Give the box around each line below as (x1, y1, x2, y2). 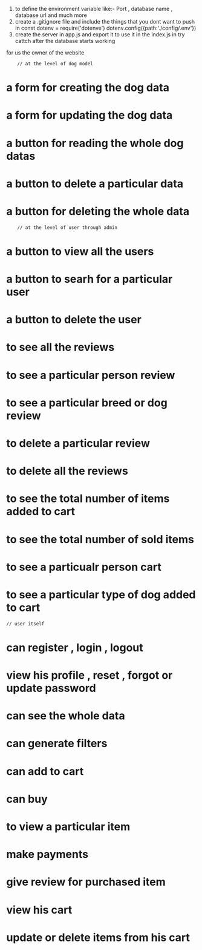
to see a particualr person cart (6, 560, 161, 574)
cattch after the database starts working (15, 38, 116, 44)
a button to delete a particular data (6, 177, 184, 190)
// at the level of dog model (17, 61, 94, 67)
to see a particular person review (6, 368, 175, 382)
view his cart (6, 903, 73, 917)
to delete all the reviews (6, 464, 128, 478)
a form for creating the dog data (6, 81, 169, 94)
